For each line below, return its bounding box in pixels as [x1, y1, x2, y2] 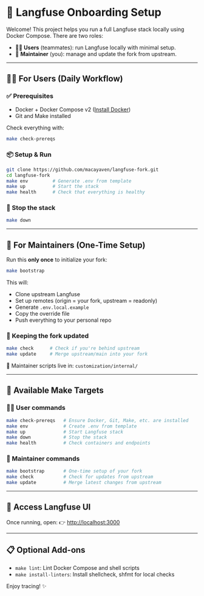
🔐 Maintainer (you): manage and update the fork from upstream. [15, 50, 177, 57]
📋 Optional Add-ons [6, 545, 86, 555]
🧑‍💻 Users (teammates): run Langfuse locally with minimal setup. [15, 44, 176, 51]
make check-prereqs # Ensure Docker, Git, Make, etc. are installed [6, 417, 189, 423]
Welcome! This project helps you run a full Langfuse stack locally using [6, 26, 185, 33]
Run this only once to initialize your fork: [6, 256, 107, 263]
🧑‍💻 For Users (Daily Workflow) [6, 74, 123, 84]
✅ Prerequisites [6, 92, 53, 100]
